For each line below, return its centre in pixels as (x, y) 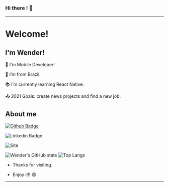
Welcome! (27, 34)
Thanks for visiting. (32, 165)
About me (21, 114)
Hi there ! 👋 (19, 8)
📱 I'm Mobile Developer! (30, 65)
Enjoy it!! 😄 (24, 174)
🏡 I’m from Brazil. (23, 74)
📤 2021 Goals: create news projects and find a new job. (63, 96)
